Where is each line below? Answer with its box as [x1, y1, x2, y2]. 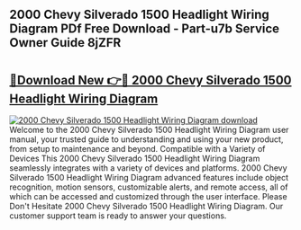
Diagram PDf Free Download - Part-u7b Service [9, 22, 280, 37]
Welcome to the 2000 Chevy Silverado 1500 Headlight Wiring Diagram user [9, 125, 289, 135]
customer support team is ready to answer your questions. [9, 210, 227, 221]
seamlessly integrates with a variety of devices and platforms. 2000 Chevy [9, 163, 287, 173]
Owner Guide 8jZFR [9, 35, 122, 50]
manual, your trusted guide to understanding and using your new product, [9, 134, 284, 145]
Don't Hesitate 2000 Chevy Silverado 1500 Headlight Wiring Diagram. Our [9, 201, 284, 211]
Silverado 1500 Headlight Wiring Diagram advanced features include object [9, 172, 289, 182]
